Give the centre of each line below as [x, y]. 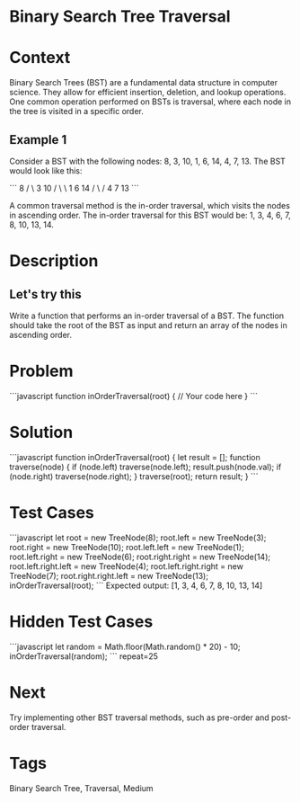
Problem [41, 371]
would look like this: [46, 170]
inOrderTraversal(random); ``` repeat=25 [84, 656]
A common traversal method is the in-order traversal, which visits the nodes [150, 205]
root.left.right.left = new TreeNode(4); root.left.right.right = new [127, 566]
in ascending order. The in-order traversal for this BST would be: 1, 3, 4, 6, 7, [150, 215]
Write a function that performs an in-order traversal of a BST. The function [147, 316]
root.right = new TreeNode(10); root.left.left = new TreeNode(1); [127, 547]
